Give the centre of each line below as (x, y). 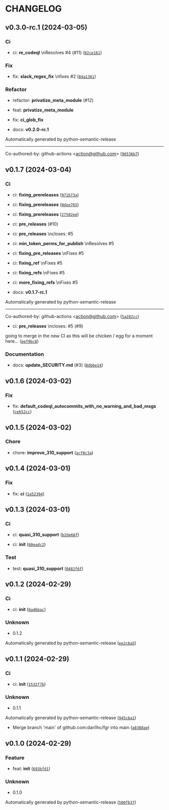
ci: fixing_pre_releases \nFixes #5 (48, 253)
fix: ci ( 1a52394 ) (28, 493)
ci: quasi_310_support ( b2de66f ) (46, 535)
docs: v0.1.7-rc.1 (30, 292)
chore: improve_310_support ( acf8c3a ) (53, 452)
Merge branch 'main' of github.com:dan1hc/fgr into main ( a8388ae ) (81, 728)
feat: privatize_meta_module (43, 110)
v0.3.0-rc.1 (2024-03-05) (46, 27)
